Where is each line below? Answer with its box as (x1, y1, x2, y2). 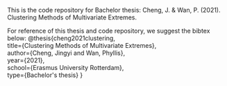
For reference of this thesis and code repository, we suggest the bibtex (7, 27, 210, 35)
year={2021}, (7, 56, 45, 64)
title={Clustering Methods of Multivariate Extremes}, (7, 42, 157, 49)
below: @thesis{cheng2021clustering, (7, 34, 116, 42)
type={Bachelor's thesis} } (7, 71, 83, 79)
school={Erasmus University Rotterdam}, (7, 64, 124, 71)
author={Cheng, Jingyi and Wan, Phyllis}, (7, 49, 126, 57)
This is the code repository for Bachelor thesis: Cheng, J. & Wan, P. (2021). (7, 6, 221, 14)
